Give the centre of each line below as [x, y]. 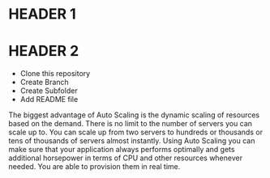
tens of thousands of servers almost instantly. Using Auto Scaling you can [132, 141]
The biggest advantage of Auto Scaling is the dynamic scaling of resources [134, 115]
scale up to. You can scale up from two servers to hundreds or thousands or [136, 132]
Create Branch [44, 83]
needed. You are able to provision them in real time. [94, 167]
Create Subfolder [49, 91]
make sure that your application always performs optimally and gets [122, 150]
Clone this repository [55, 74]
